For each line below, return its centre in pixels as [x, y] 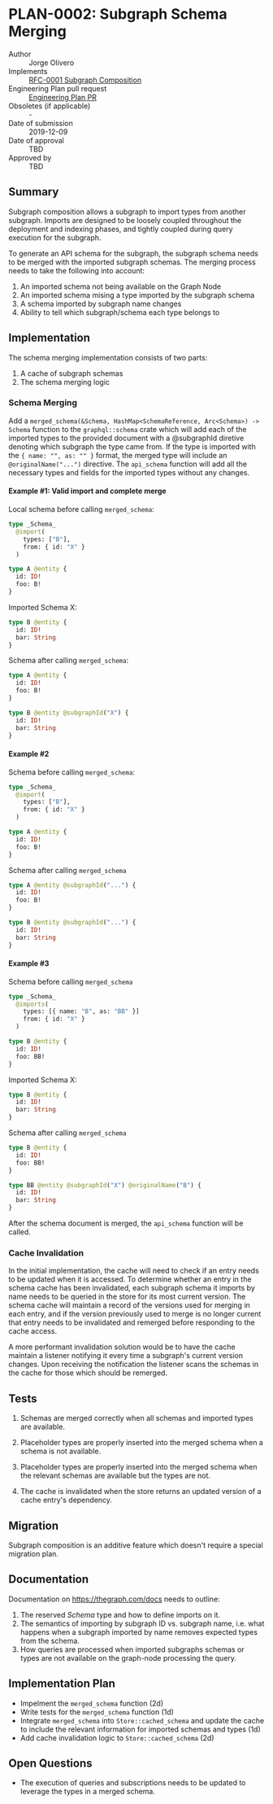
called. [19, 1232]
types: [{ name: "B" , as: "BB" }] [81, 1011]
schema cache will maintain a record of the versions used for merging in [129, 1305]
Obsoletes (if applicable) [50, 106]
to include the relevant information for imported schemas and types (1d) [141, 1729]
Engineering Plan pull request [58, 88]
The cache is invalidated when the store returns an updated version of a [141, 1492]
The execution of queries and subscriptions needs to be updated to [133, 1783]
